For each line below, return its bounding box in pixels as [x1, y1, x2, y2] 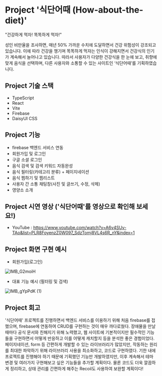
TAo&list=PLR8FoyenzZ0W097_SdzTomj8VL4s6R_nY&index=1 [12, 230, 135, 235]
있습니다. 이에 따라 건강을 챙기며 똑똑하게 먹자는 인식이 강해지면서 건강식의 [5, 48, 146, 54]
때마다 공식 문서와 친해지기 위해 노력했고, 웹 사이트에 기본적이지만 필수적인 [5, 329, 146, 335]
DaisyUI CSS [12, 115, 38, 121]
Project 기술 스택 [5, 82, 54, 90]
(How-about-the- [72, 4, 144, 16]
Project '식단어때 [5, 4, 71, 16]
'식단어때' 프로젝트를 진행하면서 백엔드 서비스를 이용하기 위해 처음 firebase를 [5, 317, 151, 323]
